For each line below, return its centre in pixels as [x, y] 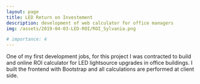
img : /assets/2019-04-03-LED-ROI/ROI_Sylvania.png [71, 28]
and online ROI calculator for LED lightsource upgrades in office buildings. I [99, 63]
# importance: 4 [27, 40]
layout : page [23, 12]
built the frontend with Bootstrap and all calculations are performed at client [100, 69]
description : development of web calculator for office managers [90, 23]
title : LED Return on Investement [50, 17]
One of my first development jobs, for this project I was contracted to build [99, 56]
